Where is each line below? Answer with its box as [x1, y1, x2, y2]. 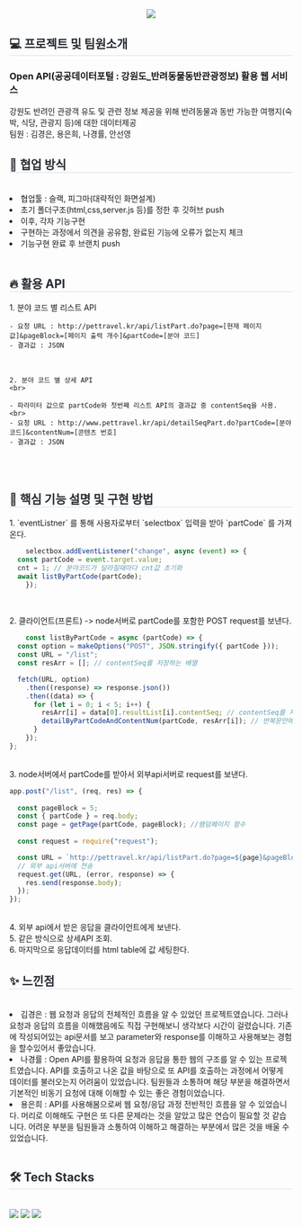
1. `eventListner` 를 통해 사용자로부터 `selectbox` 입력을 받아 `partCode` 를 [9, 517, 276, 529]
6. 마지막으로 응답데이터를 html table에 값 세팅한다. [9, 945, 191, 955]
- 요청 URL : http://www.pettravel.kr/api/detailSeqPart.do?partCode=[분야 [9, 418, 292, 428]
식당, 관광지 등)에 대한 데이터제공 [21, 117, 138, 128]
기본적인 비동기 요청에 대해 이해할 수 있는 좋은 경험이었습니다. [9, 1088, 226, 1098]
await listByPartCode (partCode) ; [17, 571, 143, 581]
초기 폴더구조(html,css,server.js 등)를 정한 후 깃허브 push [21, 204, 225, 215]
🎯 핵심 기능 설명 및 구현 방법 [9, 491, 155, 506]
